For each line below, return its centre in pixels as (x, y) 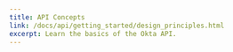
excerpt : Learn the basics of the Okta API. (93, 33)
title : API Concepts (48, 17)
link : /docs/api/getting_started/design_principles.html (117, 26)
